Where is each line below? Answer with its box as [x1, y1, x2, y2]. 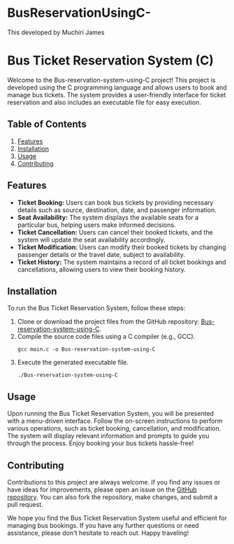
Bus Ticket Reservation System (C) [7, 53, 214, 69]
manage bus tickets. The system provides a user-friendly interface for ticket [7, 90, 226, 99]
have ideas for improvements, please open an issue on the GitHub [7, 485, 197, 494]
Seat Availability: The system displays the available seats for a [17, 213, 199, 221]
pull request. [7, 500, 43, 508]
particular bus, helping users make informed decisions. [17, 221, 176, 229]
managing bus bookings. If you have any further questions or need [7, 521, 199, 529]
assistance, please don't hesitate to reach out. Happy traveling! [7, 529, 189, 537]
